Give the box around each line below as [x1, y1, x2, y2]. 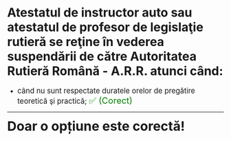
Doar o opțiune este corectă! [7, 118, 186, 134]
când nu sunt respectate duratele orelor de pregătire [16, 86, 196, 96]
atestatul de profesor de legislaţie [7, 19, 204, 35]
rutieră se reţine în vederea [7, 34, 165, 50]
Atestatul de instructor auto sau [7, 5, 192, 21]
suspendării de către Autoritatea [7, 49, 197, 65]
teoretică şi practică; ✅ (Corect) [16, 94, 133, 106]
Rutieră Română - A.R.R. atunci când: [7, 63, 223, 79]
